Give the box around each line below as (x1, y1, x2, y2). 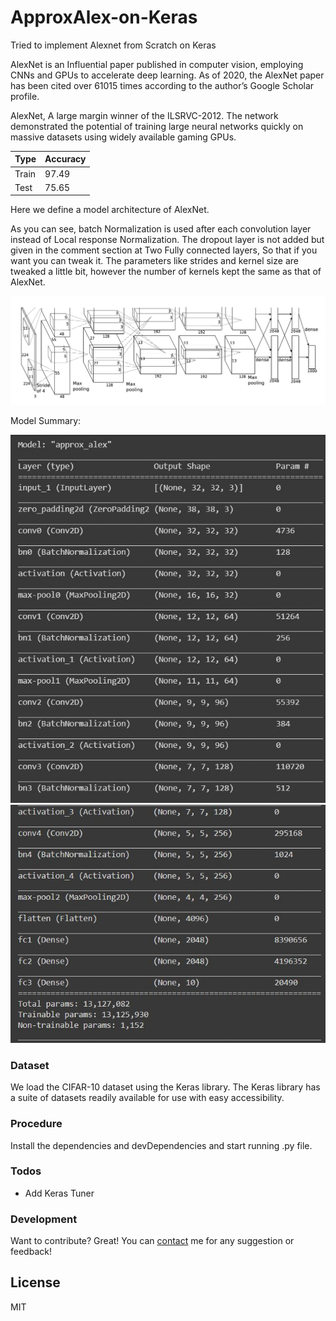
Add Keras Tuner (24, 1187, 95, 1199)
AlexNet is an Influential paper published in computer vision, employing (10, 58, 304, 70)
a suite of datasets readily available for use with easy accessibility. (10, 1092, 285, 1104)
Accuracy (44, 153, 87, 165)
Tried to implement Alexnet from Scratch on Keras (10, 39, 217, 51)
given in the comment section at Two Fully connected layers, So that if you (10, 244, 318, 256)
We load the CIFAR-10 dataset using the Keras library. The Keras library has (10, 1081, 321, 1093)
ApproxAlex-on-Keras (10, 6, 198, 29)
